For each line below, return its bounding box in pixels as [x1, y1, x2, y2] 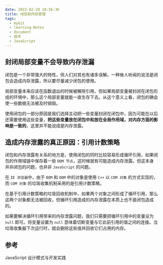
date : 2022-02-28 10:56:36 [5, 7, 60, 12]
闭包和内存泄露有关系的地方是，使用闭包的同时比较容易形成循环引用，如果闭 [5, 152, 158, 158]
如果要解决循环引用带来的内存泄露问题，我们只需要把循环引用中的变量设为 [5, 213, 154, 219]
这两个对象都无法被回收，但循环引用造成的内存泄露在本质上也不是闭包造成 [5, 197, 154, 203]
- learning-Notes [9, 25, 45, 30]
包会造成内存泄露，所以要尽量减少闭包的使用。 [5, 78, 98, 83]
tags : [5, 16, 16, 21]
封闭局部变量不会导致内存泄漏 [5, 58, 95, 66]
